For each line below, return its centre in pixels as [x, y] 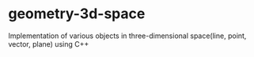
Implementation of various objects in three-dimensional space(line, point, [127, 36]
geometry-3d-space [77, 14]
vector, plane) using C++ [49, 44]
